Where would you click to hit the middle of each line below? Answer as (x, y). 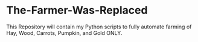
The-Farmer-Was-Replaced (77, 10)
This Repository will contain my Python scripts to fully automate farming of (99, 27)
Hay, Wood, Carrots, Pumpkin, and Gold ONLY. (64, 33)
